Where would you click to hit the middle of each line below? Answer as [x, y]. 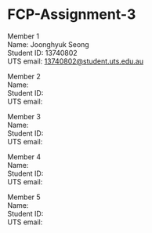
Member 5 [24, 197]
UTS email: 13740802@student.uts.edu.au [76, 61]
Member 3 [24, 116]
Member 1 [24, 36]
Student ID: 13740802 [42, 53]
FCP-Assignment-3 [72, 15]
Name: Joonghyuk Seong [48, 44]
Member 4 [24, 157]
